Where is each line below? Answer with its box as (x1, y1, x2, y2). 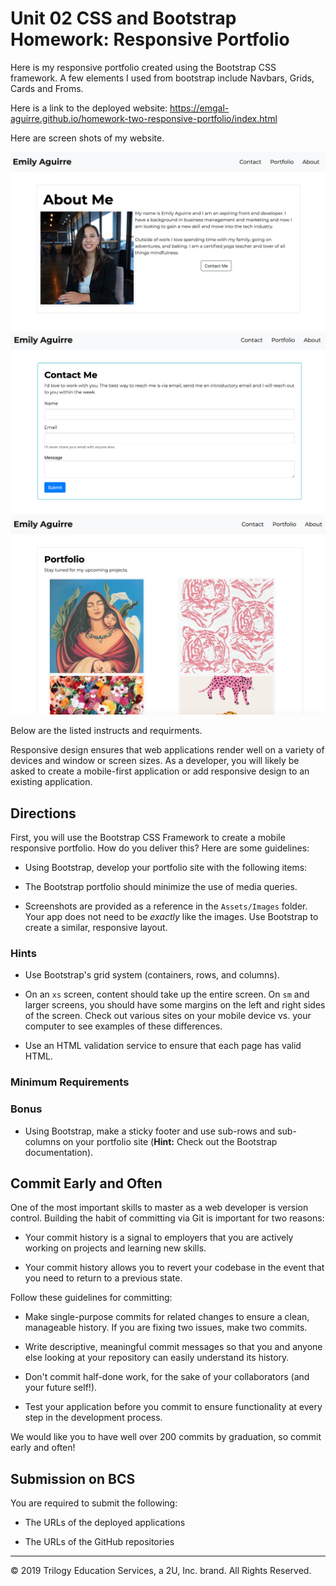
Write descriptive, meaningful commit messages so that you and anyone (24, 1341, 323, 1353)
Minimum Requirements (10, 1075, 130, 1089)
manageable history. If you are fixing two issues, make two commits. (24, 1322, 308, 1334)
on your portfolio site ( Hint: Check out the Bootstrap (62, 1135, 278, 1147)
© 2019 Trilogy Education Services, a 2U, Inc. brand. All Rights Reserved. (10, 1565, 312, 1577)
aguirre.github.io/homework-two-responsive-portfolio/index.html (10, 112, 278, 124)
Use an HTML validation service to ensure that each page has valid (24, 1040, 302, 1052)
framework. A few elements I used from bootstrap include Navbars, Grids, (10, 72, 315, 84)
